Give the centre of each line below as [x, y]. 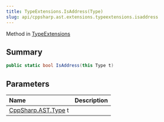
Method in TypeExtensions [38, 33]
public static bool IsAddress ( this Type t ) [60, 66]
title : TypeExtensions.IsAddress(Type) [55, 11]
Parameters [28, 84]
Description [91, 100]
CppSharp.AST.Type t [39, 110]
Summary [24, 52]
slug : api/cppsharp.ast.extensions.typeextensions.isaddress [82, 17]
